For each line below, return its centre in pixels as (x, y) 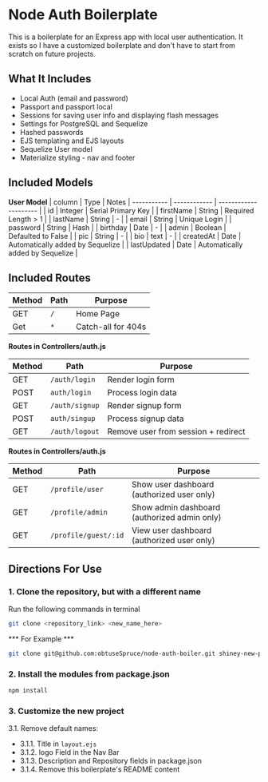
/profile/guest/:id (87, 536)
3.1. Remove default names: (53, 728)
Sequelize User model (56, 149)
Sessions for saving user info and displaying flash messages (119, 115)
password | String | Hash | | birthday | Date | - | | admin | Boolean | (117, 227)
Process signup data (146, 419)
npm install (28, 691)
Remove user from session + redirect (176, 431)
